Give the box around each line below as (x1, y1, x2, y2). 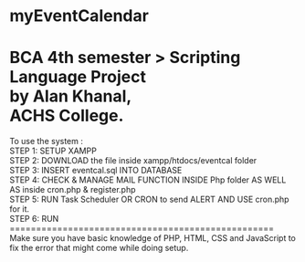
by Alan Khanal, (9, 86, 132, 107)
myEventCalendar (9, 5, 149, 26)
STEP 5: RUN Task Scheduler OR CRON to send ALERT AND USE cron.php (9, 194, 289, 205)
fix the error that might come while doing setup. (9, 243, 189, 254)
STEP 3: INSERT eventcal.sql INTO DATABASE (9, 165, 183, 176)
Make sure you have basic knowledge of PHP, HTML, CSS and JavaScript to (9, 233, 297, 244)
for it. (9, 204, 30, 215)
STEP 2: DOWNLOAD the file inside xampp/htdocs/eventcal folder (9, 155, 258, 166)
